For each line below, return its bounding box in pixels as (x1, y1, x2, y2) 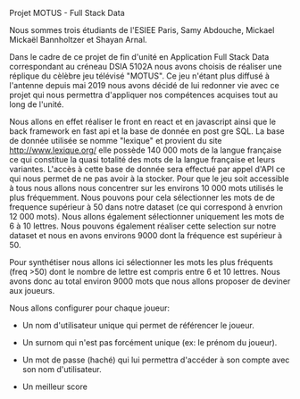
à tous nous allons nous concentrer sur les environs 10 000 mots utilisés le (9, 183, 284, 193)
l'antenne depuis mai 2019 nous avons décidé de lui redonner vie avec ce (9, 80, 279, 90)
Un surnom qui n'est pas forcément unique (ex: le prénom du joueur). (21, 337, 278, 347)
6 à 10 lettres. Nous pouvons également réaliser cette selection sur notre (9, 220, 277, 231)
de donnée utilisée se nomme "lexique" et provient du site (9, 136, 222, 145)
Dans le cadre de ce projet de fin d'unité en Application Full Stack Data (9, 52, 270, 62)
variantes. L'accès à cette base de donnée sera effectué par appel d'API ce (9, 164, 286, 174)
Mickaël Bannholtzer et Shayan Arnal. (9, 35, 147, 45)
